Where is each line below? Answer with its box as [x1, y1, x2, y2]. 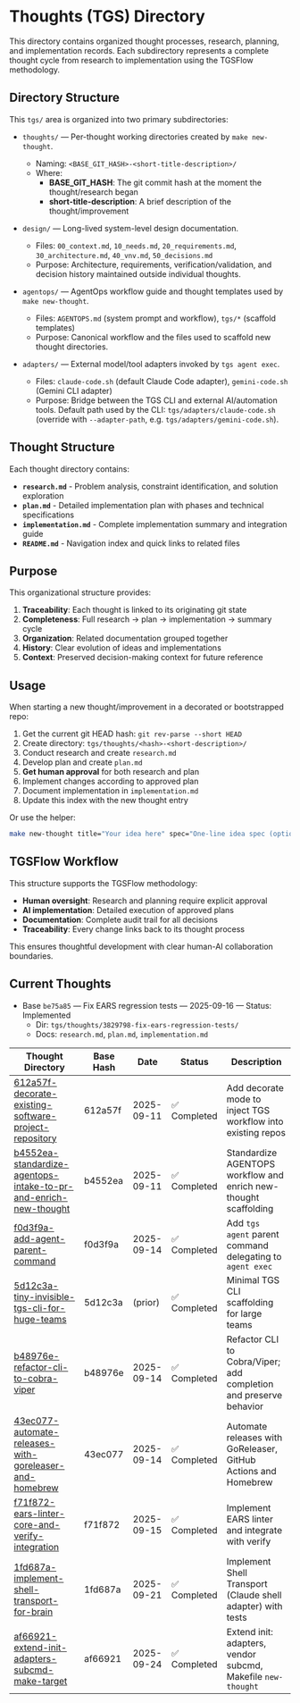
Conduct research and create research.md [21, 748, 177, 759]
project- [13, 1120, 50, 1133]
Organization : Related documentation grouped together [21, 633, 229, 644]
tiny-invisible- [13, 1290, 76, 1303]
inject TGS [226, 1103, 271, 1116]
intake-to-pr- [13, 1179, 74, 1192]
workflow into [226, 1115, 284, 1128]
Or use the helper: [9, 812, 76, 823]
